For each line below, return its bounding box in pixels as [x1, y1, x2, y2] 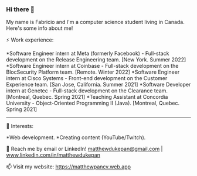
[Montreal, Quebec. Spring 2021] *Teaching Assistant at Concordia [6, 94, 168, 101]
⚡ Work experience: [6, 36, 54, 43]
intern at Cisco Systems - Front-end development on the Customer [6, 75, 168, 82]
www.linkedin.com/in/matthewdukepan [6, 151, 101, 158]
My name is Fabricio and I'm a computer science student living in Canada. [6, 19, 185, 26]
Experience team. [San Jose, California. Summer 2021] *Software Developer [6, 81, 191, 88]
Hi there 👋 [6, 5, 35, 13]
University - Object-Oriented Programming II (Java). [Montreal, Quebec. [6, 99, 180, 107]
